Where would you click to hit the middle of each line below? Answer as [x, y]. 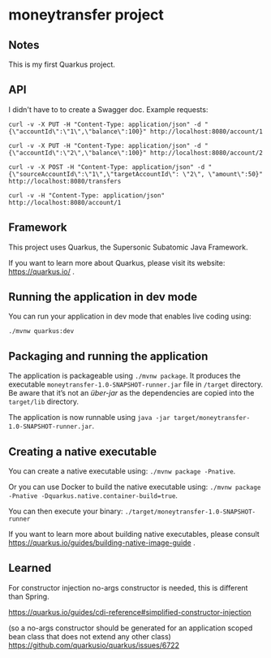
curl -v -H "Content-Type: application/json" [86, 195]
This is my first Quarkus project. [62, 64]
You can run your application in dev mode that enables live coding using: [130, 316]
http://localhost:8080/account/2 [206, 153]
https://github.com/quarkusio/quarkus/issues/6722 [94, 645]
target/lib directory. [44, 402]
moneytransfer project [86, 15]
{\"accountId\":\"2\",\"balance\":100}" [78, 153]
